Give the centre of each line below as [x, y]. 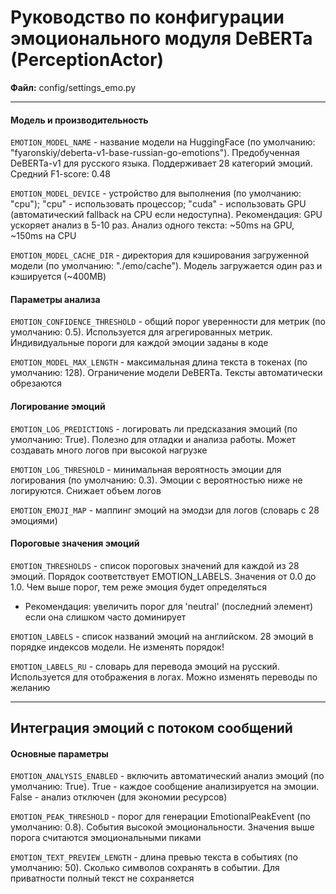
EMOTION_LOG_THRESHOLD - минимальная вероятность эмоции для [146, 469]
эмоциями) [34, 520]
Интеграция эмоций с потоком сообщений [151, 728]
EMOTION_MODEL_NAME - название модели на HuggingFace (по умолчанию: [163, 142]
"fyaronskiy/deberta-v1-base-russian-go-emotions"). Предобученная [155, 153]
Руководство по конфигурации [147, 17]
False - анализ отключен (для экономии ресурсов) [119, 797]
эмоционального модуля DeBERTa [161, 38]
